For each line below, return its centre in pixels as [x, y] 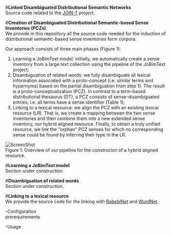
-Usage [13, 227]
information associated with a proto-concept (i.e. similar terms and [83, 80]
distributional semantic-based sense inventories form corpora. [71, 39]
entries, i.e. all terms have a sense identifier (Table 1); [69, 102]
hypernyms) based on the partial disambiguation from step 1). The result [89, 86]
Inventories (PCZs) [26, 28]
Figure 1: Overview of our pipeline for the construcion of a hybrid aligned [82, 150]
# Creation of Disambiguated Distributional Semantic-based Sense [77, 23]
